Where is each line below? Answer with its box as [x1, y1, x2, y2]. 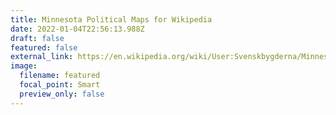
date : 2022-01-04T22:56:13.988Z [10, 24, 145, 34]
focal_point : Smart [19, 80, 101, 90]
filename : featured [19, 71, 101, 81]
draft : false [10, 33, 65, 43]
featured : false [10, 42, 78, 53]
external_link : [10, 52, 74, 62]
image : [10, 61, 38, 71]
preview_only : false [19, 89, 105, 99]
